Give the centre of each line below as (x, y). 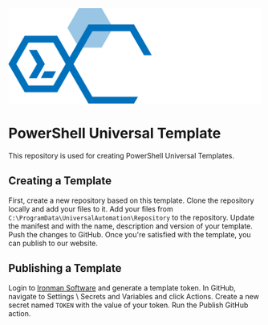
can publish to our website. (53, 243)
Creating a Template (60, 181)
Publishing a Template (65, 268)
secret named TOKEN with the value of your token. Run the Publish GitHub (128, 305)
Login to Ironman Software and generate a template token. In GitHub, (122, 288)
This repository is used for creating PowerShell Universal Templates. (122, 155)
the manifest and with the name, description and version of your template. (130, 226)
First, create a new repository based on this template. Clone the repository (131, 200)
